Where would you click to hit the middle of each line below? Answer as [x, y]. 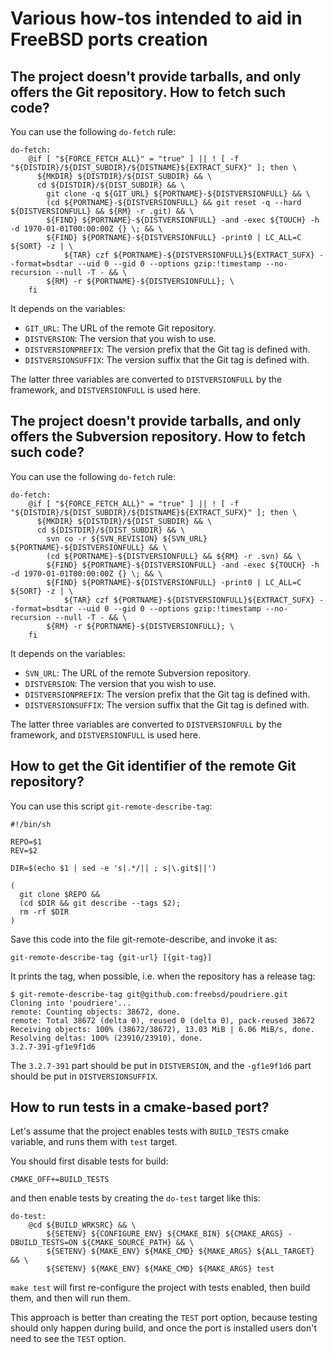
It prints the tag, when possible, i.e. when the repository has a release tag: [163, 976]
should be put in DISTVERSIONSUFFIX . [84, 1076]
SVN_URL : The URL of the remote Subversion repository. [137, 673]
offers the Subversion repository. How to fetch [158, 437]
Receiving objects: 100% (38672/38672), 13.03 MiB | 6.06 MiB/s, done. [162, 1029]
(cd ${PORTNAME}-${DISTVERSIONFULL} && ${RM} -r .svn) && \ [174, 556]
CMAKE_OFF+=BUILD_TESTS [60, 1180]
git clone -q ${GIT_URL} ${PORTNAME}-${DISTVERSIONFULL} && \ [178, 194]
